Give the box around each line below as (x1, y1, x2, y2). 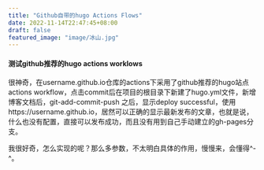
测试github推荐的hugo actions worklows (8, 58, 143, 68)
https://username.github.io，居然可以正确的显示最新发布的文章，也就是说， (8, 107, 254, 116)
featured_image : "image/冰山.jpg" (8, 33, 120, 42)
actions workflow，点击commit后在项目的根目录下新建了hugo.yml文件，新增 (8, 87, 256, 97)
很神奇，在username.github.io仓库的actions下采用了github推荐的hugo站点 (8, 78, 250, 87)
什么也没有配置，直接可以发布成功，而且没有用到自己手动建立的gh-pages (8, 117, 247, 127)
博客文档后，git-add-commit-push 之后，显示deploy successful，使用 (8, 98, 236, 107)
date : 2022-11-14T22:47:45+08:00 (8, 19, 118, 27)
